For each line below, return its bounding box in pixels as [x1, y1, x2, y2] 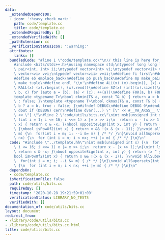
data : [5, 7, 16, 12]
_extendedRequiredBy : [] [9, 30, 60, 35]
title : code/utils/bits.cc [5, 227, 60, 232]
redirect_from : [5, 213, 36, 218]
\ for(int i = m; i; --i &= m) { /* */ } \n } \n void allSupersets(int [14, 158, 160, 163]
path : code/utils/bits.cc [9, 181, 63, 186]
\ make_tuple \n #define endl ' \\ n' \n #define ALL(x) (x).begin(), [14, 80, 148, 85]
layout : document [5, 209, 41, 214]
